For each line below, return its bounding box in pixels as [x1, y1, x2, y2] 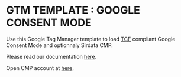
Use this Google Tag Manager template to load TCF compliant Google [6, 35, 176, 42]
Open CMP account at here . [6, 64, 74, 71]
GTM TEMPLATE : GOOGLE [6, 4, 141, 17]
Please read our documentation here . [6, 53, 97, 60]
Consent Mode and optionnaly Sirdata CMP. [6, 42, 114, 49]
